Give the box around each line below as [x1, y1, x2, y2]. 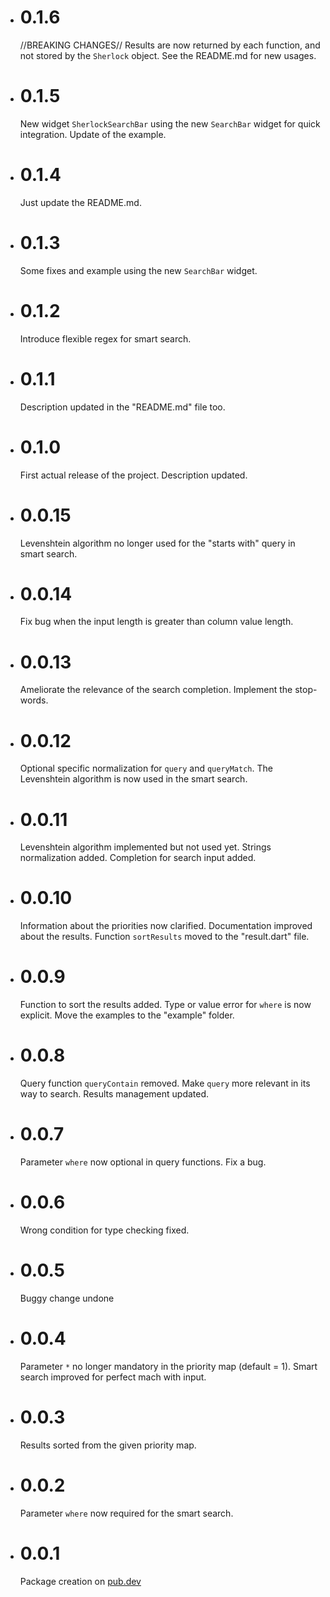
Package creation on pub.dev [19, 1575, 142, 1587]
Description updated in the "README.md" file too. [19, 401, 226, 413]
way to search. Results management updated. [19, 1088, 210, 1100]
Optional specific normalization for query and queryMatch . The [19, 762, 273, 775]
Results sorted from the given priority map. [19, 1439, 197, 1451]
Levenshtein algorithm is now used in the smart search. [19, 773, 248, 785]
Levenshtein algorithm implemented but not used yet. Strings [19, 841, 272, 853]
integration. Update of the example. [19, 128, 167, 140]
